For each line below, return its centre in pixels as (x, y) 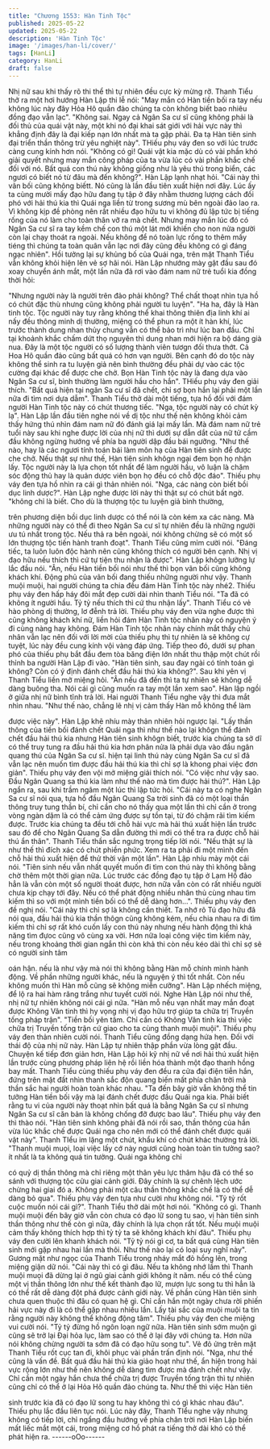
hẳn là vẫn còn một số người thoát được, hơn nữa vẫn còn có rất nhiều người (135, 883)
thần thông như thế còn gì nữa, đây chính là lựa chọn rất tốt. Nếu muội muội (134, 1224)
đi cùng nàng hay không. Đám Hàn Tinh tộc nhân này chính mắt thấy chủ (129, 628)
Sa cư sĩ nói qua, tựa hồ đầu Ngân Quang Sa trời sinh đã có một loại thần (129, 798)
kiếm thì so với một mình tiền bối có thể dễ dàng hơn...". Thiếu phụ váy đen (132, 901)
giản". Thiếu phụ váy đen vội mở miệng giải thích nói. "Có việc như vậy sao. (134, 772)
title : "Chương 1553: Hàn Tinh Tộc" (70, 16)
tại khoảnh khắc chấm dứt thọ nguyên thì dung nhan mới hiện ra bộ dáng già (135, 338)
